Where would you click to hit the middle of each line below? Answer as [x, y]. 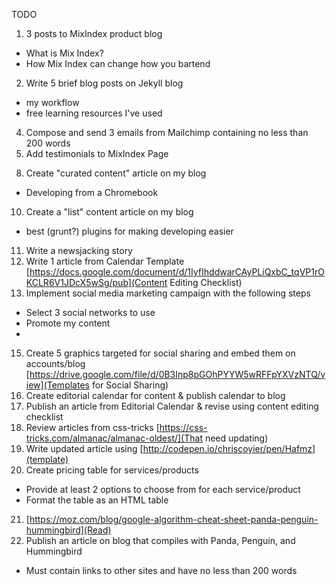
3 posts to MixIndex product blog [94, 33]
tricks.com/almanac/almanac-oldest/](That [114, 438]
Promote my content [68, 323]
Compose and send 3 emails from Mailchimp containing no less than [167, 132]
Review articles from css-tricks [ [92, 427]
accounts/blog [55, 363]
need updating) [236, 438]
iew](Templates [57, 385]
